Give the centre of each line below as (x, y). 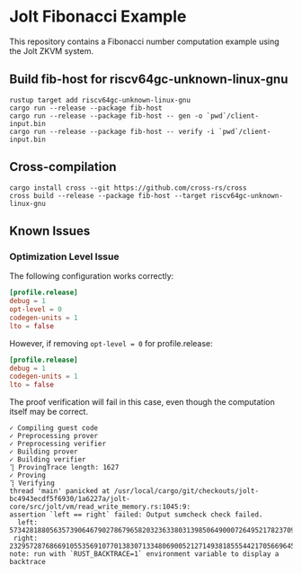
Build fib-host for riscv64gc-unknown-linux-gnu (149, 80)
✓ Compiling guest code (54, 428)
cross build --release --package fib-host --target (108, 195)
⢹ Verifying (32, 483)
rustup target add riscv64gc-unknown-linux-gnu (100, 100)
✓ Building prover (44, 452)
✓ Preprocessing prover (54, 436)
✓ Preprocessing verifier (58, 444)
